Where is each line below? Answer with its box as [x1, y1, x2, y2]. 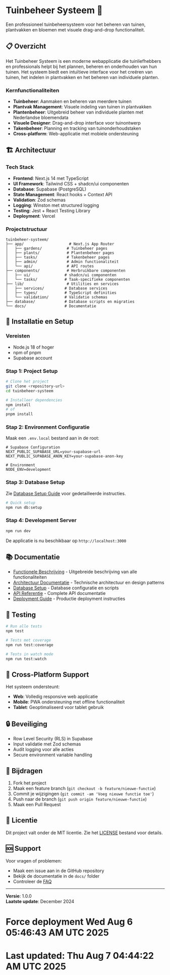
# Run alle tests [6, 624, 42, 629]
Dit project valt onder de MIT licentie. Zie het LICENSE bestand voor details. [6, 830, 163, 836]
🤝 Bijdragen [6, 766, 43, 775]
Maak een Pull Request [13, 801, 61, 807]
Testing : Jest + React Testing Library [13, 207, 91, 213]
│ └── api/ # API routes [6, 264, 94, 269]
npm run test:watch [6, 656, 47, 661]
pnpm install [6, 411, 33, 417]
